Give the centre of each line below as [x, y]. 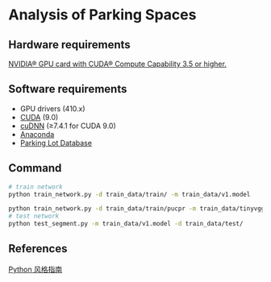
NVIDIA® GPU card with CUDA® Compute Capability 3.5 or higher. [118, 64]
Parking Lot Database [56, 143]
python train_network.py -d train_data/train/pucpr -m [102, 209]
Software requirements [68, 89]
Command [35, 168]
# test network [34, 216]
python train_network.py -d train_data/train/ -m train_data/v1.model [129, 194]
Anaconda [37, 134]
